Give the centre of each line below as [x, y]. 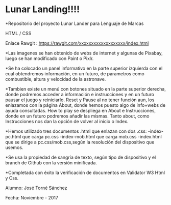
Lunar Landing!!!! [43, 9]
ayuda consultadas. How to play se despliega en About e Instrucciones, [81, 110]
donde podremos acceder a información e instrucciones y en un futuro [80, 94]
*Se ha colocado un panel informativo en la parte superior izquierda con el [84, 68]
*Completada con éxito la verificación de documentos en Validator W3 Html [85, 172]
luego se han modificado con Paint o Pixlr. [50, 58]
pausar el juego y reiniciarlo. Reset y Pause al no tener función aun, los [80, 100]
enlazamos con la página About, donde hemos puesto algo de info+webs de [86, 105]
